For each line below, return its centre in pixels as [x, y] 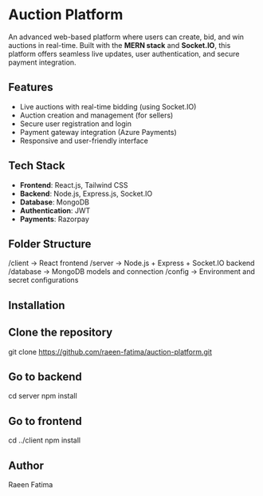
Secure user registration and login [75, 123]
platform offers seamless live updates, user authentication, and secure [124, 54]
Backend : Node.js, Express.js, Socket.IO [86, 193]
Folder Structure [50, 244]
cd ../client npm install [45, 440]
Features [31, 87]
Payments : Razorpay [55, 219]
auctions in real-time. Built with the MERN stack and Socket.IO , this [120, 45]
